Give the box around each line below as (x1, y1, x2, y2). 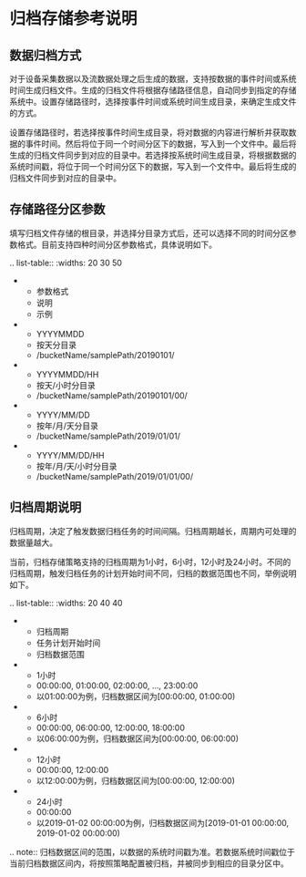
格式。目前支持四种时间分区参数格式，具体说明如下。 (16, 239, 217, 250)
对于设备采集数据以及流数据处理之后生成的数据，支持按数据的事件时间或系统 (9, 74, 297, 84)
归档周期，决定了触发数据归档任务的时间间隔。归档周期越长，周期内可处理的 (9, 525, 297, 536)
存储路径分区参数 (9, 201, 106, 217)
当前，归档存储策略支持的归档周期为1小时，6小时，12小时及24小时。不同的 (9, 556, 291, 567)
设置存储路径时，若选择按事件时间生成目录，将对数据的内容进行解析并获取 (9, 127, 289, 138)
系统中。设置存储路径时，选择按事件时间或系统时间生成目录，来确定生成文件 (9, 97, 297, 107)
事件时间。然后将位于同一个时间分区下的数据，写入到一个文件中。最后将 (25, 139, 297, 149)
